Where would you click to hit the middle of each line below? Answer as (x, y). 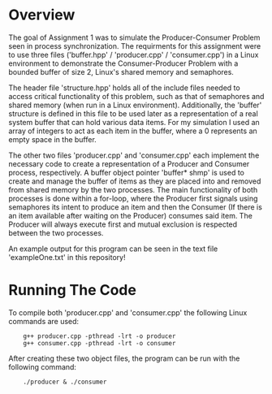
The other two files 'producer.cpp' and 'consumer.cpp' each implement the (134, 155)
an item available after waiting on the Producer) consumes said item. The (131, 215)
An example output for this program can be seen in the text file (113, 249)
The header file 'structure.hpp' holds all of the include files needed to (125, 88)
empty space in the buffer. (53, 139)
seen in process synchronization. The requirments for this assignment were (135, 45)
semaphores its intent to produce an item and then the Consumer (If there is (135, 207)
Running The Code (72, 290)
